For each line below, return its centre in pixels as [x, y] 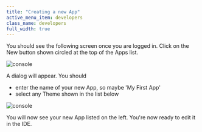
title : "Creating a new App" [43, 12]
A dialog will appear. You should [47, 76]
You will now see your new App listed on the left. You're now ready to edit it [101, 117]
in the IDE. [19, 124]
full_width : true [28, 29]
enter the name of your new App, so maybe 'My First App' [88, 88]
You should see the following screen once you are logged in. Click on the [98, 46]
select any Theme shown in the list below [67, 94]
